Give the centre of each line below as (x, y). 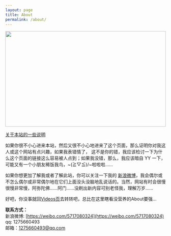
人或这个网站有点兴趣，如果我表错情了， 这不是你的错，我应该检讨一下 (79, 152)
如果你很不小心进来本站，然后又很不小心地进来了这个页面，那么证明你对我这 (85, 145)
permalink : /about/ (26, 19)
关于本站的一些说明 (25, 135)
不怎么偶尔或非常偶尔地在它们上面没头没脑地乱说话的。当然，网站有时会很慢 (85, 182)
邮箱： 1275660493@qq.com (35, 228)
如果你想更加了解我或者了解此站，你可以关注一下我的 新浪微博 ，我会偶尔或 (84, 175)
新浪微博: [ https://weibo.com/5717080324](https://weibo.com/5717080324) (85, 216)
